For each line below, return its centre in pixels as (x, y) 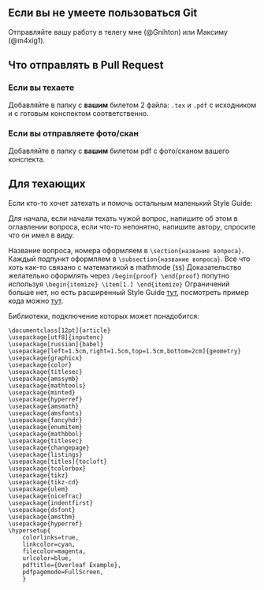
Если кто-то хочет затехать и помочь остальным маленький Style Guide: (131, 203)
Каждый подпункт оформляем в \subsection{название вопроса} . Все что (129, 259)
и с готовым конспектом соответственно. (78, 113)
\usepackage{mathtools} (47, 386)
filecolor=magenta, (54, 551)
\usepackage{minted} (42, 392)
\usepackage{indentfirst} (50, 503)
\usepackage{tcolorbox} (47, 469)
